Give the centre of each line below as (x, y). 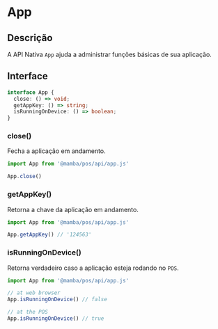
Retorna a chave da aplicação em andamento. (73, 209)
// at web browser (34, 293)
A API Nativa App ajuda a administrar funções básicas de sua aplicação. (110, 54)
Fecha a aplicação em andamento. (56, 151)
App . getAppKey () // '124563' (49, 235)
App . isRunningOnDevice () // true (56, 319)
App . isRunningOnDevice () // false (57, 300)
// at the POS (28, 312)
